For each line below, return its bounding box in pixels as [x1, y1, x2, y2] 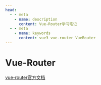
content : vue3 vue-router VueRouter [18, 36, 96, 41]
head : [5, 7, 17, 13]
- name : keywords [14, 31, 51, 36]
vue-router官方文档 [5, 74, 45, 80]
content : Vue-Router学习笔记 [18, 21, 77, 27]
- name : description [14, 17, 58, 22]
